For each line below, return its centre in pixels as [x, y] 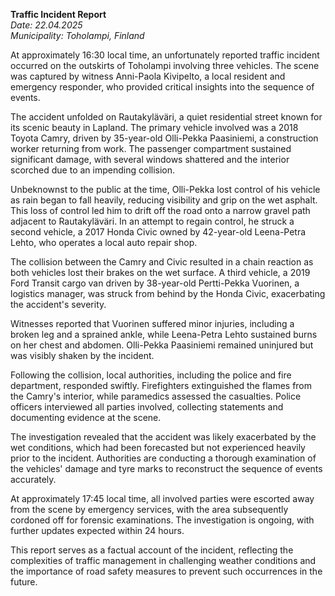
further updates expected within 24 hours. [97, 530]
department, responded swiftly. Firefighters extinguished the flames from [161, 385]
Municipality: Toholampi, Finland [77, 35]
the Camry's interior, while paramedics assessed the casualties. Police [156, 396]
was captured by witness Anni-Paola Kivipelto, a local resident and [148, 76]
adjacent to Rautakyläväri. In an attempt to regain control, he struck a [152, 221]
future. [24, 582]
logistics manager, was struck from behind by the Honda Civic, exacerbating [168, 293]
